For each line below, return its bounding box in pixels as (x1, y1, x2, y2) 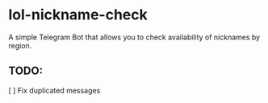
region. (8, 40, 32, 50)
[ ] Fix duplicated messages (8, 85, 101, 95)
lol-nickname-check (8, 6, 148, 24)
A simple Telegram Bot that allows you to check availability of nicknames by (8, 32, 261, 42)
